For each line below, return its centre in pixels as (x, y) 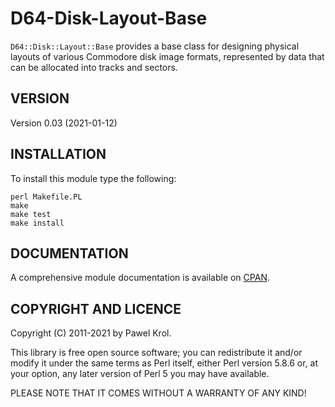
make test (31, 214)
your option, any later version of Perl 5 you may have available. (140, 374)
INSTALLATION (58, 154)
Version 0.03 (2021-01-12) (64, 123)
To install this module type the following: (93, 178)
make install (37, 223)
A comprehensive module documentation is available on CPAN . (140, 278)
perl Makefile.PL (46, 197)
